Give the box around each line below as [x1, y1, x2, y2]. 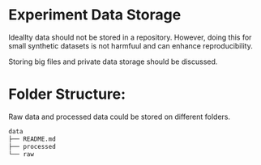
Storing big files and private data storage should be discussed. [8, 57, 218, 66]
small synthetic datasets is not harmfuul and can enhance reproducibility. [8, 40, 253, 50]
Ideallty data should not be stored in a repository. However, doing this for [8, 32, 252, 42]
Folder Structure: [8, 85, 126, 104]
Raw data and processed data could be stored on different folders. [8, 112, 231, 121]
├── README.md [8, 135, 57, 143]
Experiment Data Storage [8, 6, 182, 24]
